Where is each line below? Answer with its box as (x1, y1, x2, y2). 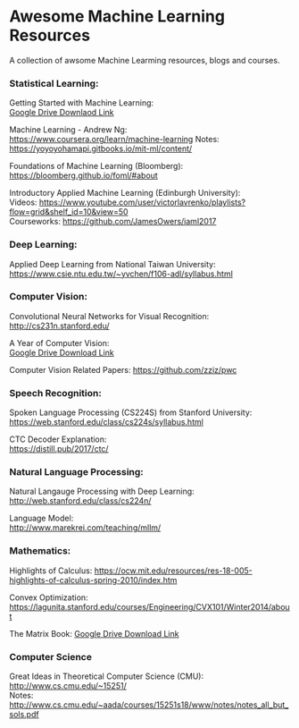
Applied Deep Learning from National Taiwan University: (9, 258, 216, 269)
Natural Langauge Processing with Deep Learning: (9, 486, 195, 497)
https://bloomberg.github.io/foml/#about (9, 170, 158, 181)
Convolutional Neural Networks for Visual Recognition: (9, 310, 210, 321)
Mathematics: (9, 545, 71, 557)
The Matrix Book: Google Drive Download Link (9, 628, 179, 639)
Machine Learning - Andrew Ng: (9, 124, 128, 135)
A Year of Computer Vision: (9, 337, 110, 348)
